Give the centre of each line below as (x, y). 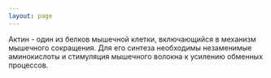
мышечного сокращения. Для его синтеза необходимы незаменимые (130, 48)
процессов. (28, 65)
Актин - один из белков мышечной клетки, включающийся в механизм (132, 39)
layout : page (31, 16)
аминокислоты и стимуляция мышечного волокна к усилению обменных (135, 56)
